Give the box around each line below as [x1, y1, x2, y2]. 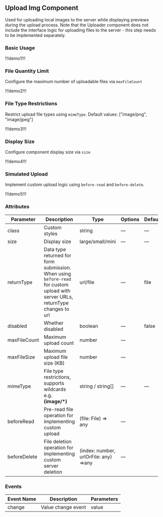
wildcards [43, 386, 66, 392]
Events [5, 483, 22, 490]
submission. [43, 264, 71, 271]
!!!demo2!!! [5, 88, 27, 94]
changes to [43, 305, 69, 312]
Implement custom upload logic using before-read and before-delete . [5, 182, 145, 188]
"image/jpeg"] [5, 116, 33, 122]
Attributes [5, 203, 30, 210]
